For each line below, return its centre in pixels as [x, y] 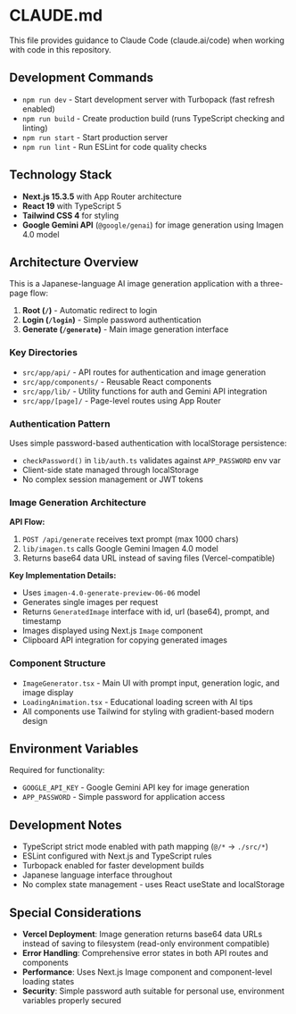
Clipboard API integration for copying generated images [124, 640]
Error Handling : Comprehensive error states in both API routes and [145, 953]
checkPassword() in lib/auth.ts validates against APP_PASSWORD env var [151, 460]
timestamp [41, 621]
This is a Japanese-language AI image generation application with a [134, 284]
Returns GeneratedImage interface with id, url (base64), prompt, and [146, 611]
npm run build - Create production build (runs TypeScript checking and [153, 118]
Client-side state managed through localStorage [110, 470]
